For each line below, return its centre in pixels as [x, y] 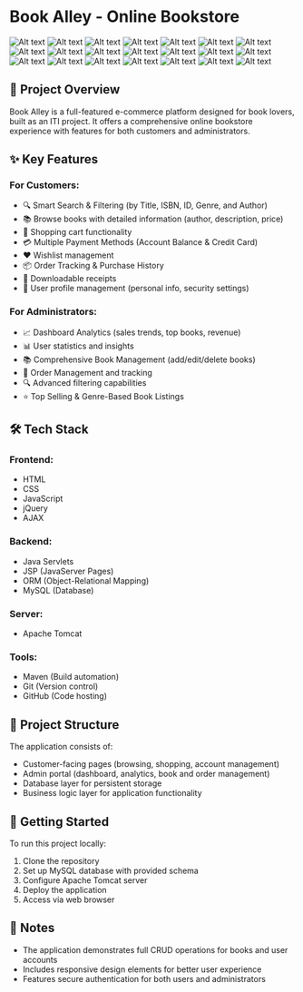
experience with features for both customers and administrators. [130, 131]
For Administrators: [54, 312]
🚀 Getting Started [59, 822]
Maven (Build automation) [71, 677]
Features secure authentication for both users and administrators [144, 978]
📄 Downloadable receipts [69, 279]
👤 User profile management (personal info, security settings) [136, 289]
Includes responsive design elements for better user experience [142, 969]
